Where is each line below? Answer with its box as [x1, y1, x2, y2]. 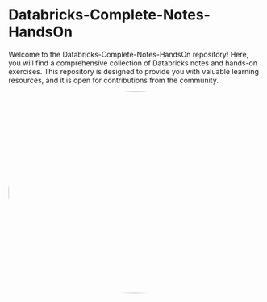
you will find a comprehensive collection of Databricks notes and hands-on [8, 58, 258, 68]
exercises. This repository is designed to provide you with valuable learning [8, 66, 260, 76]
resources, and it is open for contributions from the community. [8, 75, 219, 85]
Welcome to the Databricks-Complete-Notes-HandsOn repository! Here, [8, 49, 249, 59]
